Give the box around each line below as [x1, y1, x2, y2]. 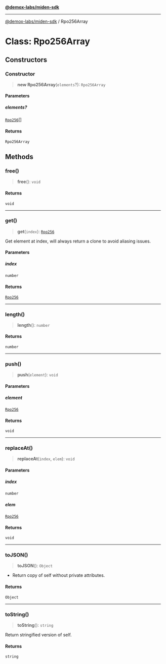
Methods [5, 153, 34, 161]
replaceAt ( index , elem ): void [17, 456, 75, 462]
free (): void [17, 179, 41, 185]
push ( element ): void [17, 372, 58, 378]
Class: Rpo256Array [5, 36, 90, 47]
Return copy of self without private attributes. [12, 572, 105, 578]
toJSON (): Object [17, 563, 53, 569]
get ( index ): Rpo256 [17, 228, 55, 235]
